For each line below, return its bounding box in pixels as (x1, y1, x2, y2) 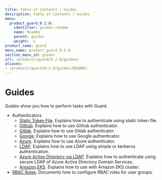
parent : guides (14, 35, 45, 39)
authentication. (19, 148, 49, 154)
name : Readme (14, 30, 40, 35)
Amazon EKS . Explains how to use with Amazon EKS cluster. (19, 164, 140, 170)
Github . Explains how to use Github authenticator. (19, 123, 118, 128)
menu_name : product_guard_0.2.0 (5, 48, 70, 53)
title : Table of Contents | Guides (5, 7, 77, 12)
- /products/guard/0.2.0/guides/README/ (5, 66, 88, 71)
